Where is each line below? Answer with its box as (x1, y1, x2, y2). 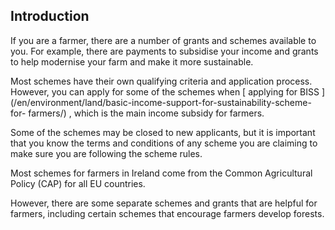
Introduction (10, 8, 90, 25)
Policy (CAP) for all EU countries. (10, 177, 146, 189)
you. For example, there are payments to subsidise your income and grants (10, 45, 319, 57)
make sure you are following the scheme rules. (10, 147, 203, 159)
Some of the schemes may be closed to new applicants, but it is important (10, 126, 316, 138)
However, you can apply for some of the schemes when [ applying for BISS (10, 85, 320, 98)
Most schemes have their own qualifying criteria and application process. (10, 75, 313, 87)
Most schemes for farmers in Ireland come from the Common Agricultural (10, 167, 313, 179)
